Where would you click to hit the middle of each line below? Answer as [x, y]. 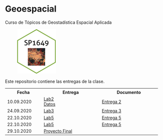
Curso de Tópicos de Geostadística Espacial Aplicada [58, 22]
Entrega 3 [111, 111]
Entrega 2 [111, 101]
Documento [129, 92]
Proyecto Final [58, 131]
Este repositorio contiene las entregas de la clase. [55, 81]
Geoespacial [31, 9]
